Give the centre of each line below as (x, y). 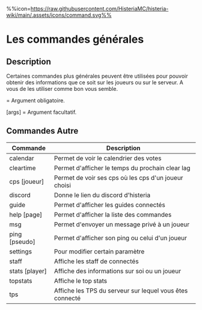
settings (20, 251)
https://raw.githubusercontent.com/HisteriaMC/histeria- (99, 9)
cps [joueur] (26, 181)
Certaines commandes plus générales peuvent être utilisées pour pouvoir (97, 76)
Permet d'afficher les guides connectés (109, 205)
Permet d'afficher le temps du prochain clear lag (122, 168)
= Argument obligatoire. (35, 101)
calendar (22, 158)
